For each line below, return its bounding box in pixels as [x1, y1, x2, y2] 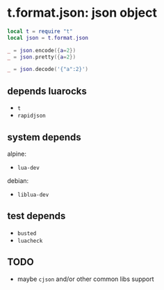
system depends [7, 131, 81, 143]
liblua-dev [17, 191, 49, 198]
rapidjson [17, 113, 47, 120]
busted [17, 229, 37, 237]
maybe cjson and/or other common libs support [17, 275, 154, 283]
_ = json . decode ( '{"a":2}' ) [7, 66, 89, 73]
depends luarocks [7, 85, 87, 97]
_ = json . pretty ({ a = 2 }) [7, 54, 76, 61]
